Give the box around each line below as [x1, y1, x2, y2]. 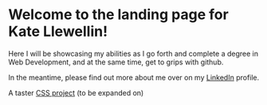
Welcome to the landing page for [8, 6, 229, 24]
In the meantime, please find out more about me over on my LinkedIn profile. [8, 72, 260, 82]
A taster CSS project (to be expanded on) [8, 87, 144, 97]
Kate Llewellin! [8, 22, 108, 41]
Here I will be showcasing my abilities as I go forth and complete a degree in [8, 49, 259, 58]
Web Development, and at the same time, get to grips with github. [8, 57, 224, 67]
